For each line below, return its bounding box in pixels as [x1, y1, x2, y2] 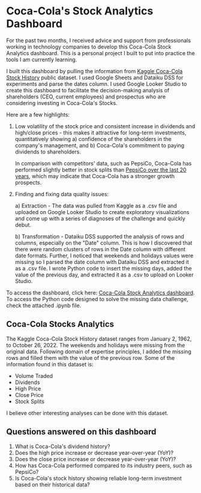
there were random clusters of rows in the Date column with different [14, 245, 186, 252]
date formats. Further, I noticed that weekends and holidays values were [14, 252, 194, 259]
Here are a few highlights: [6, 111, 70, 118]
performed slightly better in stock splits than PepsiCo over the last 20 [14, 166, 187, 173]
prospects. [14, 179, 42, 186]
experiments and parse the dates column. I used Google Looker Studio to [6, 80, 187, 88]
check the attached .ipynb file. [6, 302, 82, 309]
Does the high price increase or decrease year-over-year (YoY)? [14, 449, 174, 456]
